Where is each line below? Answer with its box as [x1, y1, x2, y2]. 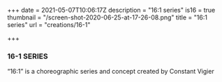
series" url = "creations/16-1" [7, 21, 91, 28]
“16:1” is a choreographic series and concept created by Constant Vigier [7, 67, 214, 76]
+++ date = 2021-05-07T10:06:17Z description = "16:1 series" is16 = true [7, 6, 216, 14]
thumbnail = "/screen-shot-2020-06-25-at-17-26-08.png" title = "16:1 [7, 13, 208, 22]
